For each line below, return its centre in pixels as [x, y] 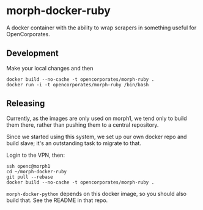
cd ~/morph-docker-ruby [37, 171]
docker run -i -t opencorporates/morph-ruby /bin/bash [78, 84]
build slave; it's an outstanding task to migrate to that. [74, 143]
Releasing [26, 104]
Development [33, 54]
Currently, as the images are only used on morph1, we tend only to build [97, 118]
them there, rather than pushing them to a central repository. [83, 125]
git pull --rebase [30, 177]
